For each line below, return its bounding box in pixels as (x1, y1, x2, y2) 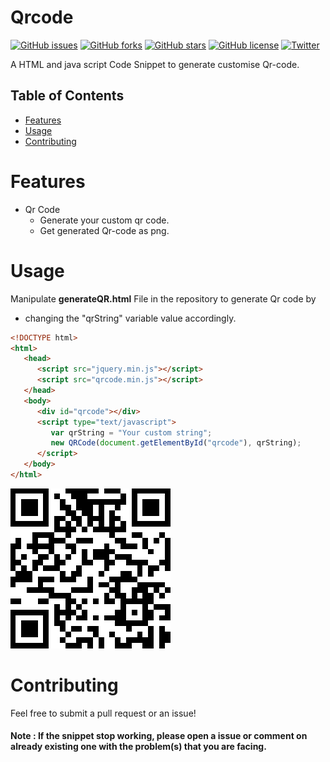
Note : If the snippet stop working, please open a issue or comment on (10, 730, 308, 742)
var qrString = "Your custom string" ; (50, 427, 213, 438)
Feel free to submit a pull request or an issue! (10, 707, 197, 719)
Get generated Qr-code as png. (39, 224, 170, 236)
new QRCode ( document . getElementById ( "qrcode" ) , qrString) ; (50, 438, 302, 448)
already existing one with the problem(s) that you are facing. (10, 741, 267, 753)
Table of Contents (10, 87, 125, 105)
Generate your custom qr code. (39, 214, 170, 226)
